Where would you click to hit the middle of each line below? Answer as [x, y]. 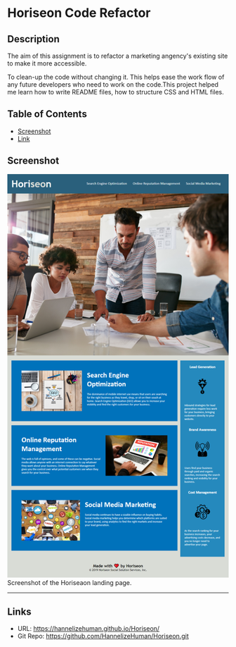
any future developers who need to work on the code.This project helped [113, 85]
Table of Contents [47, 114]
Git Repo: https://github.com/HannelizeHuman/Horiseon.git [103, 636]
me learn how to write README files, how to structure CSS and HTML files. [116, 92]
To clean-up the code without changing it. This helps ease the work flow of [116, 77]
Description [33, 39]
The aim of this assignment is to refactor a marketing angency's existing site [118, 56]
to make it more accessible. [47, 63]
